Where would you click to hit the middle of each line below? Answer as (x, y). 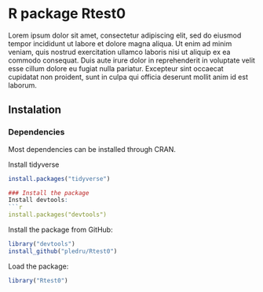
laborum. (23, 85)
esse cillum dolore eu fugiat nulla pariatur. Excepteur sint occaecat (116, 68)
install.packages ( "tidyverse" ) (59, 178)
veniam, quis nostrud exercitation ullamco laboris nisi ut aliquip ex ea (119, 52)
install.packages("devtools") (58, 215)
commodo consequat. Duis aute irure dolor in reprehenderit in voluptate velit (131, 60)
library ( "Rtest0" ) (38, 280)
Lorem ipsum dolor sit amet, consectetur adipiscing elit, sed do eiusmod (125, 35)
